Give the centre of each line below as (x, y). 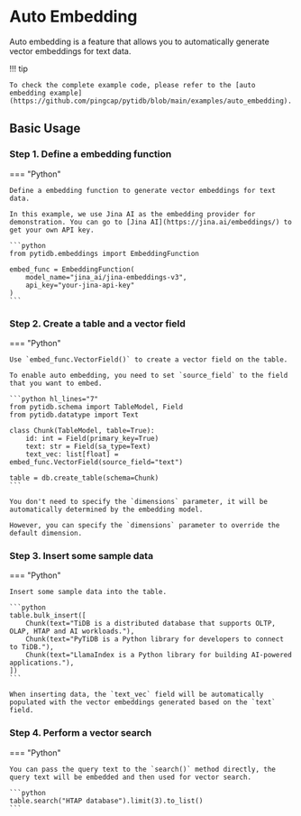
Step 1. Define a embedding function (91, 154)
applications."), (42, 663)
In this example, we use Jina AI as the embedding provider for (132, 214)
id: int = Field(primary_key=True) (92, 438)
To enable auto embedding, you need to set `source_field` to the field (149, 375)
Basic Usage (45, 128)
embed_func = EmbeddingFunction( (72, 269)
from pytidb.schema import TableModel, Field (96, 407)
